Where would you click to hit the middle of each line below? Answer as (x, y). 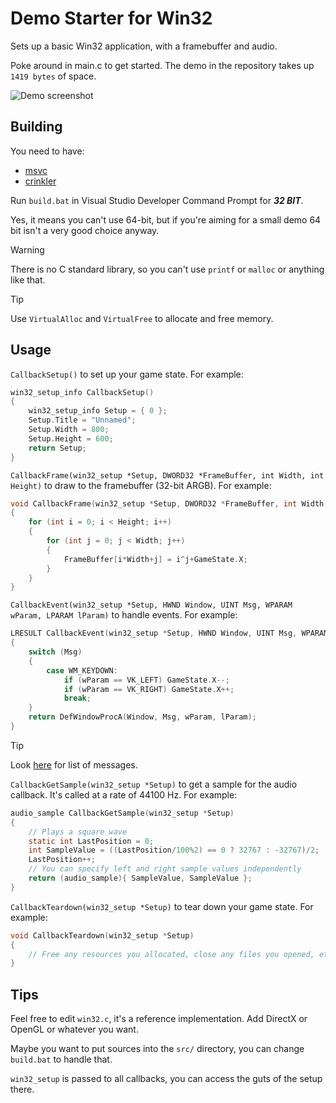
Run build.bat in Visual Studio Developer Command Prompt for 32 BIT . (157, 200)
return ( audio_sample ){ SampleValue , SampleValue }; (140, 878)
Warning (27, 249)
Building (36, 127)
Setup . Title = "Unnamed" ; (82, 420)
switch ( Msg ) (55, 652)
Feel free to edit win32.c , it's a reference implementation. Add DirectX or (159, 1019)
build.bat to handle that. (61, 1059)
